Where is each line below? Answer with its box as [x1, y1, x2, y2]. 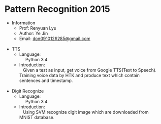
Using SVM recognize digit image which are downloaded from [23, 109, 149, 115]
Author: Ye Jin [19, 30, 48, 36]
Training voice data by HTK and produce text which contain [19, 72, 140, 78]
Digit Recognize [11, 88, 44, 94]
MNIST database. [19, 114, 55, 120]
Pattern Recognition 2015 [4, 3, 110, 15]
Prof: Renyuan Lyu [19, 25, 57, 31]
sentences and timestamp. [19, 78, 73, 83]
